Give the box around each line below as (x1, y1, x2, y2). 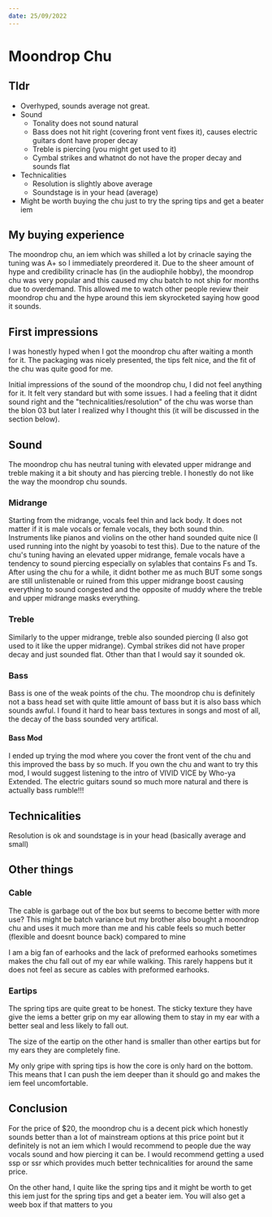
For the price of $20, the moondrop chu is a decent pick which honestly (8, 1123, 249, 1133)
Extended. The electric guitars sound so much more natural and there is (8, 777, 249, 787)
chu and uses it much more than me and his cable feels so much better (8, 923, 246, 932)
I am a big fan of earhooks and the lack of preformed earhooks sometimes (8, 947, 257, 957)
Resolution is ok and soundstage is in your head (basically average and (8, 831, 246, 840)
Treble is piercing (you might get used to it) (32, 144, 177, 154)
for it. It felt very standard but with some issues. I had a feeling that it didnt (8, 388, 257, 399)
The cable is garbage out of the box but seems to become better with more (8, 905, 260, 915)
